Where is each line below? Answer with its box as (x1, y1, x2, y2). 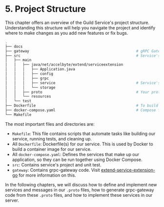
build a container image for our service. (12, 146, 92, 152)
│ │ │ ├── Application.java (5, 67, 76, 72)
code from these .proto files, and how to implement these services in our (5, 192, 153, 198)
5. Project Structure (5, 3, 86, 15)
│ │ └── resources (5, 94, 51, 99)
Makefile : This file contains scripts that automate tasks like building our (12, 131, 156, 137)
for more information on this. (19, 172, 77, 178)
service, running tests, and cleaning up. (12, 136, 92, 141)
